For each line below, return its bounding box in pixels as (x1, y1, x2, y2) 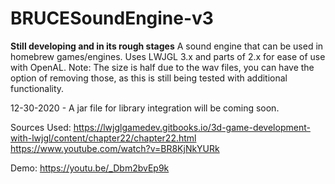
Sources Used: (10, 121, 72, 133)
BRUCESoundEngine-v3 (10, 7, 214, 30)
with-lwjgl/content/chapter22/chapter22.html (10, 132, 197, 144)
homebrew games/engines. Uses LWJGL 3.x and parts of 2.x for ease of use (10, 50, 326, 62)
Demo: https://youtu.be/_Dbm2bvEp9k (10, 162, 170, 174)
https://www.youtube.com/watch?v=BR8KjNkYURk (10, 142, 220, 154)
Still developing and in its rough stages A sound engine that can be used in (10, 40, 324, 52)
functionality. (10, 82, 65, 94)
